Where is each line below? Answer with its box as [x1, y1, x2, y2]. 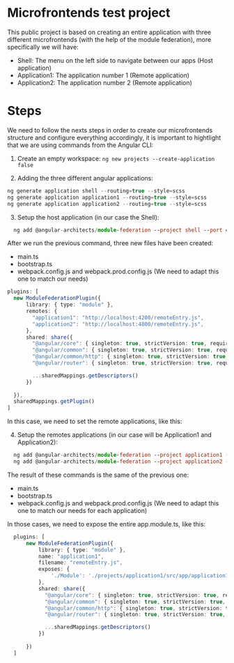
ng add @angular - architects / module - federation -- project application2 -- [13, 458, 232, 465]
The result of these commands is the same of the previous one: [7, 471, 189, 479]
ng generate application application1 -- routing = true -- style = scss [7, 194, 208, 201]
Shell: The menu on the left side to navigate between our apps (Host [17, 56, 214, 64]
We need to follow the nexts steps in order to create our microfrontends [7, 125, 213, 134]
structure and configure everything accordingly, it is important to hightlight [7, 133, 221, 142]
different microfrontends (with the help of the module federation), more [7, 35, 212, 43]
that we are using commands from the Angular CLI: [7, 141, 154, 149]
